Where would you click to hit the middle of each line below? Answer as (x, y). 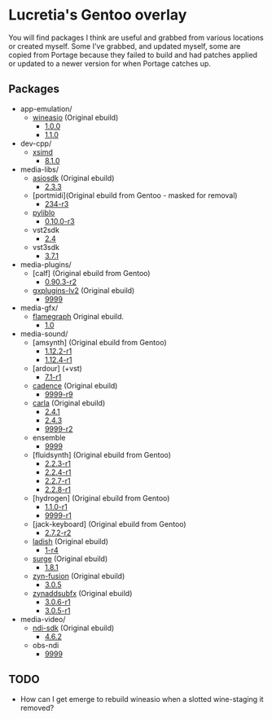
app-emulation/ (46, 108)
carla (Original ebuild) (69, 403)
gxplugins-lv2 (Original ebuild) (83, 290)
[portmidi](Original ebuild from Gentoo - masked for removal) (135, 195)
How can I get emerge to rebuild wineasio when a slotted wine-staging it (142, 699)
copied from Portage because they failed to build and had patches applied (133, 55)
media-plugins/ (46, 264)
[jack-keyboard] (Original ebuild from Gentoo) (109, 524)
